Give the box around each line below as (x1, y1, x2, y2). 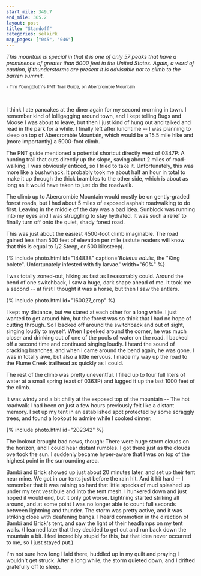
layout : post (6, 20, 39, 26)
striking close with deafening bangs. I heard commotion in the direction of (6, 514, 189, 520)
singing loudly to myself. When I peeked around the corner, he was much (6, 328, 187, 335)
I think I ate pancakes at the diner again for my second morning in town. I (6, 106, 187, 113)
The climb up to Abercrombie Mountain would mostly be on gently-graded (6, 193, 190, 200)
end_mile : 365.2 (6, 14, 47, 20)
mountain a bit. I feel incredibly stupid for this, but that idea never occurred (6, 532, 191, 539)
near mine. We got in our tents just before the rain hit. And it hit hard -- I (6, 475, 184, 482)
